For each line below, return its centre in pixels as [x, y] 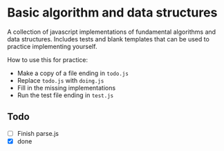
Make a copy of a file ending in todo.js [73, 73]
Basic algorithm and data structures [112, 13]
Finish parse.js [38, 133]
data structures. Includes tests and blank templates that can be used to [108, 39]
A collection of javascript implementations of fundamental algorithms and [112, 32]
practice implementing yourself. [52, 46]
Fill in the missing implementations [66, 88]
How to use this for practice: [48, 59]
